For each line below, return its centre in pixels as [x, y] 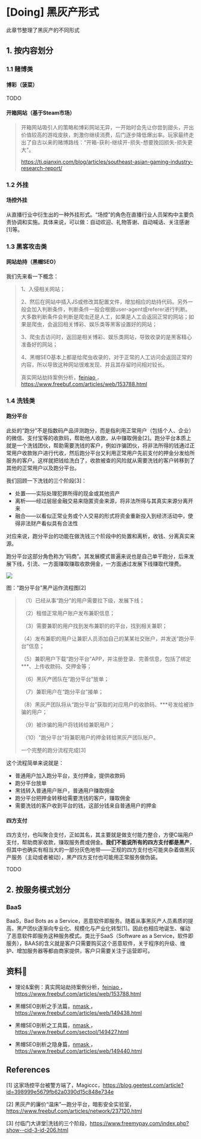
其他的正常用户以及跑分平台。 [43, 468]
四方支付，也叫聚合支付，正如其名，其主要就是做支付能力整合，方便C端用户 [100, 835]
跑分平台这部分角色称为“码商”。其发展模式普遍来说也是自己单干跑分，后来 [98, 556]
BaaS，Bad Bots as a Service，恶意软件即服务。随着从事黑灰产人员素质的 [97, 920]
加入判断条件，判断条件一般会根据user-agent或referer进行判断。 [111, 309]
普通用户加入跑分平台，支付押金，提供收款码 [70, 776]
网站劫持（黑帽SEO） [33, 262]
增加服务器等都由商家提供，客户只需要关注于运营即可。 [85, 950]
